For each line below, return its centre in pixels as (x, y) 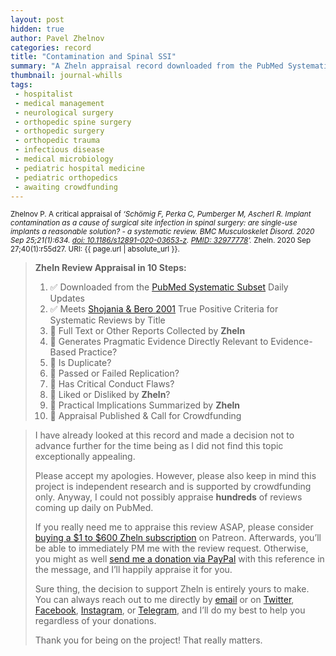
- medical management (59, 103)
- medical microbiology (64, 159)
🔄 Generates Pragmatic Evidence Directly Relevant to (159, 342)
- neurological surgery (64, 112)
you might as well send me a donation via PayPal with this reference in (179, 559)
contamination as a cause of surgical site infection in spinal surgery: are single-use (154, 223)
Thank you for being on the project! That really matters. (148, 640)
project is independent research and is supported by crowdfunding (173, 487)
